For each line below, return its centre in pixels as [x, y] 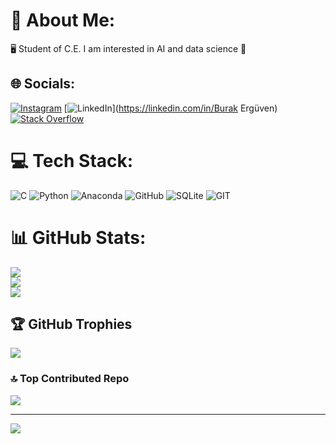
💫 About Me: [63, 20]
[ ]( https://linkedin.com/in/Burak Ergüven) [170, 108]
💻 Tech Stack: [72, 160]
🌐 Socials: [43, 84]
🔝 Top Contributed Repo [70, 379]
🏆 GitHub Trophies [71, 324]
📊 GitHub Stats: [78, 237]
